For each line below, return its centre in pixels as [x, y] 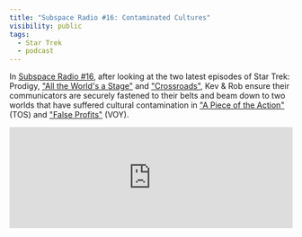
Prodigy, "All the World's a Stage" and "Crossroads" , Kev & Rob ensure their [150, 86]
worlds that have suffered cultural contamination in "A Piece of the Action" [147, 105]
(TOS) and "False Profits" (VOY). [69, 115]
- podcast [36, 51]
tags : [19, 34]
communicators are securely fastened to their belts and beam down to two [147, 96]
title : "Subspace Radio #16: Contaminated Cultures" [110, 18]
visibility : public [46, 26]
